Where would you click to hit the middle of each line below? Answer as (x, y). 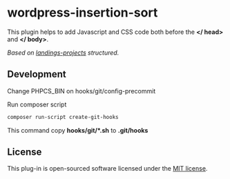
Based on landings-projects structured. (63, 53)
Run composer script (37, 104)
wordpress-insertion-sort (83, 13)
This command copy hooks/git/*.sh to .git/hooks (78, 130)
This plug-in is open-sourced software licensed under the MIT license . (107, 169)
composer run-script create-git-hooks (63, 117)
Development (37, 74)
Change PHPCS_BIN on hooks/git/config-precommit (82, 91)
